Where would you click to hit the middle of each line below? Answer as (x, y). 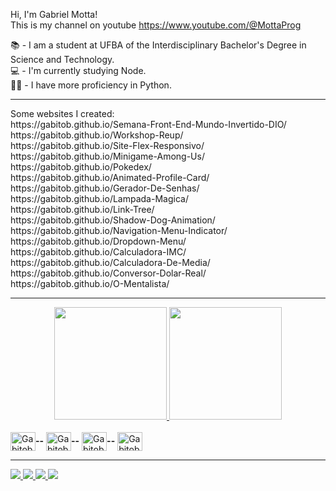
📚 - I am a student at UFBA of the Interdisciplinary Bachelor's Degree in (158, 45)
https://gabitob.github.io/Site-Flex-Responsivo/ (107, 145)
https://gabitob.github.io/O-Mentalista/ (90, 283)
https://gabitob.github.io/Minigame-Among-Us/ (107, 156)
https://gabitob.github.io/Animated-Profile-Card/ (110, 177)
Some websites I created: (62, 113)
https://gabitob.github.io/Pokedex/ (81, 167)
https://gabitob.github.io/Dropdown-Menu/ (98, 241)
